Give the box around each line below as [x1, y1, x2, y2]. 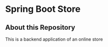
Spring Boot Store [5, 3, 81, 15]
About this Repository [5, 23, 75, 32]
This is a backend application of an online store [5, 36, 103, 42]
